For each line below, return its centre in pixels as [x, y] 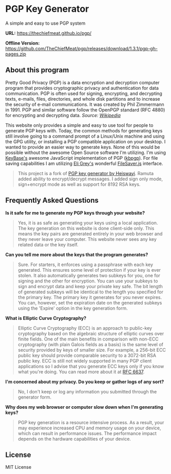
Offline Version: [23, 43]
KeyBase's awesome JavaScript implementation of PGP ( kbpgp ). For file [82, 158]
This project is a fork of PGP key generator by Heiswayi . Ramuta [86, 173]
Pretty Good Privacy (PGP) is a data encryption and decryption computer [83, 82]
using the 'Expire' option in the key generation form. [73, 308]
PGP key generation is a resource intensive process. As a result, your [91, 422]
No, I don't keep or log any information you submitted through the [87, 391]
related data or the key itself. [48, 244]
